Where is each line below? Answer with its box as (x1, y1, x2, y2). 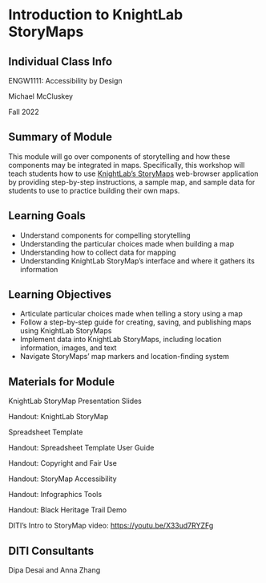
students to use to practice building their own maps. (8, 185, 180, 195)
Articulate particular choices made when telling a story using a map (19, 309, 243, 319)
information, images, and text (19, 343, 117, 353)
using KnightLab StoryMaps (19, 326, 112, 336)
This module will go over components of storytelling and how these (8, 151, 231, 161)
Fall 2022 (8, 107, 39, 116)
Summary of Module (8, 130, 113, 144)
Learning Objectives (8, 287, 112, 302)
